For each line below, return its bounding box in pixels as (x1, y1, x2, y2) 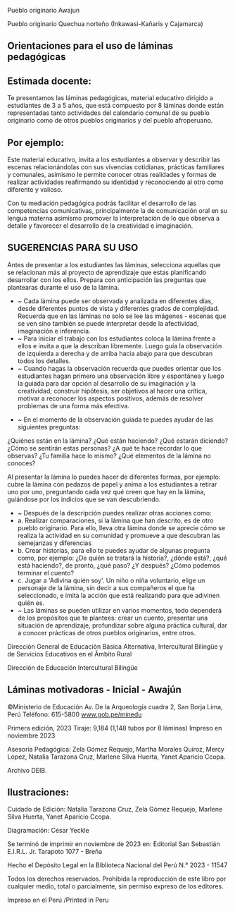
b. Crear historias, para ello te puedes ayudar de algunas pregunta (17, 546, 210, 554)
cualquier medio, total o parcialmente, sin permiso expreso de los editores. (7, 882, 224, 891)
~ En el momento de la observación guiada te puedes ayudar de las (17, 415, 213, 424)
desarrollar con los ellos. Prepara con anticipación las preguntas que (7, 275, 206, 284)
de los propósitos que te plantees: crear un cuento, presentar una (17, 613, 208, 622)
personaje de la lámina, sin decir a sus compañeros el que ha (17, 583, 196, 592)
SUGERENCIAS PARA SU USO (7, 242, 139, 254)
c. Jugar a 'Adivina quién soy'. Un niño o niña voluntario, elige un (17, 576, 205, 585)
